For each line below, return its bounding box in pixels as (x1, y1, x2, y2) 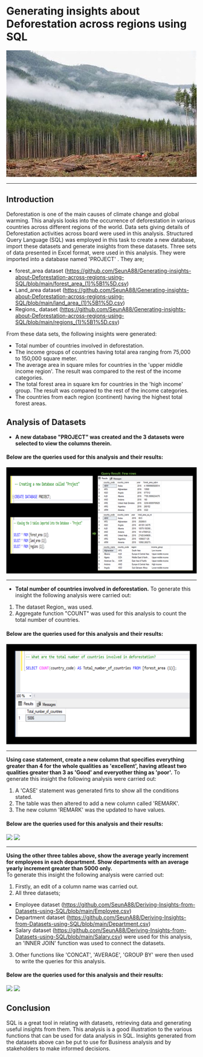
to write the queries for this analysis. (14, 957, 106, 965)
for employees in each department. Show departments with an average (6, 858, 189, 865)
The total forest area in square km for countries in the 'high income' (14, 380, 183, 387)
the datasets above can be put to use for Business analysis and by (6, 1038, 172, 1046)
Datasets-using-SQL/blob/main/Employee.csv (14, 907, 130, 914)
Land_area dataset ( (14, 286, 65, 294)
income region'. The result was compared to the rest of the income (14, 367, 181, 375)
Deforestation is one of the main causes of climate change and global (6, 210, 179, 218)
